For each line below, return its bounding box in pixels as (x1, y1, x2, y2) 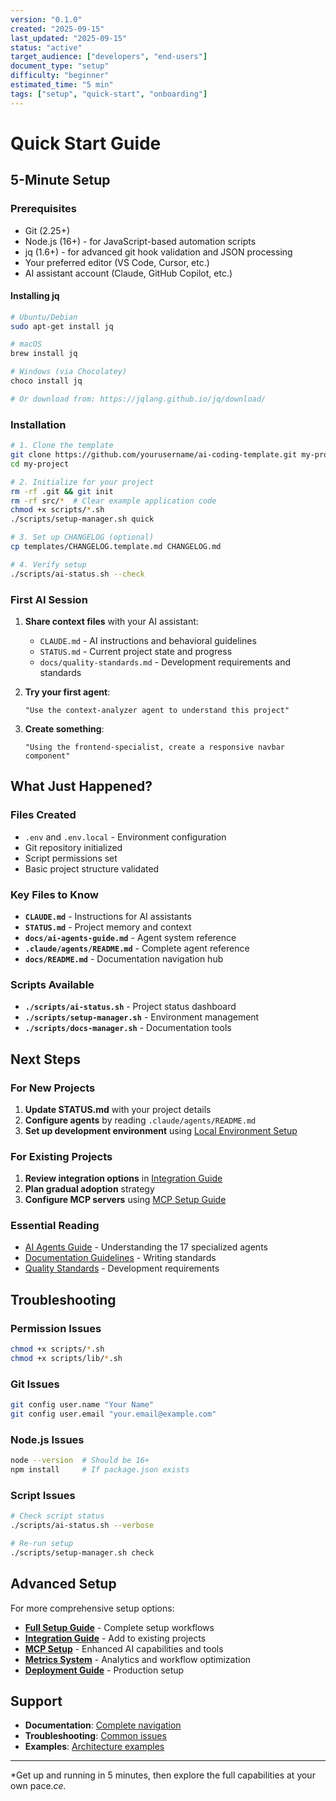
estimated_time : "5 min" (10, 80, 114, 90)
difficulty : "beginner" (10, 71, 110, 81)
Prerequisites (10, 202, 77, 216)
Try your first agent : (24, 686, 111, 698)
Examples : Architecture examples (24, 1741, 165, 1753)
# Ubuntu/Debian (10, 312, 78, 322)
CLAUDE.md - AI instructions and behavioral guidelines (39, 634, 257, 646)
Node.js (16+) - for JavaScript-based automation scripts (24, 235, 257, 247)
